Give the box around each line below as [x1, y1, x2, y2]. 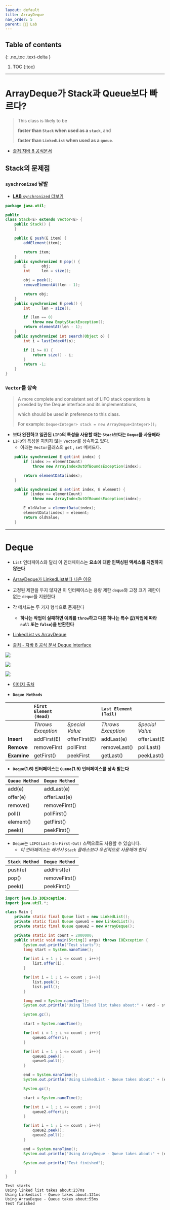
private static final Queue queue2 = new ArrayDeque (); [14, 924, 135, 929]
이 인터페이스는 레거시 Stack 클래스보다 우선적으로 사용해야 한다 [20, 846, 147, 853]
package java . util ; [5, 203, 47, 208]
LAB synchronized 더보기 [12, 193, 64, 199]
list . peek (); [32, 979, 60, 985]
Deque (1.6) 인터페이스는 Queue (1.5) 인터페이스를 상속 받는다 [12, 765, 129, 772]
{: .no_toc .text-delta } [5, 54, 51, 60]
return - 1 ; [23, 362, 47, 367]
